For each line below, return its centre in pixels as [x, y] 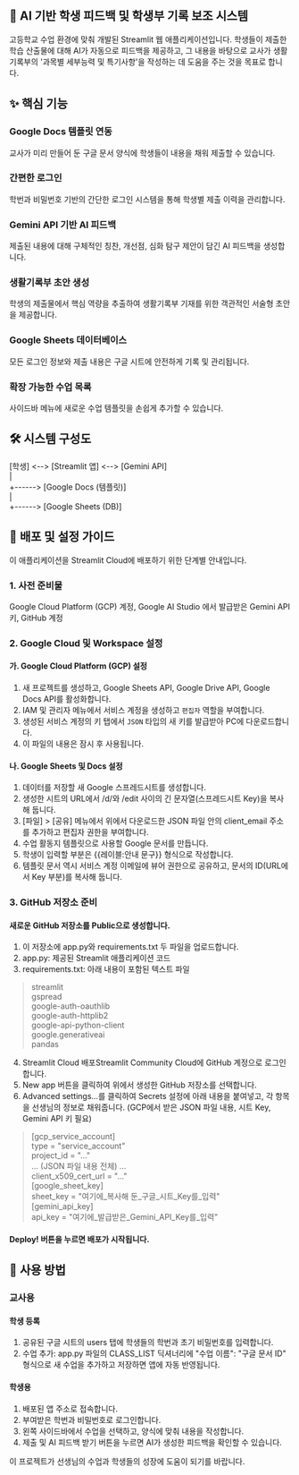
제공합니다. [38, 315]
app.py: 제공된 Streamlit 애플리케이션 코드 [96, 958]
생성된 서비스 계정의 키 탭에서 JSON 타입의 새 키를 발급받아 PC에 [133, 721]
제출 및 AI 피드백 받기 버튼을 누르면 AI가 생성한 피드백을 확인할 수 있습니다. [152, 1442]
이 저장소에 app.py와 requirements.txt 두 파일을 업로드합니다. [130, 947]
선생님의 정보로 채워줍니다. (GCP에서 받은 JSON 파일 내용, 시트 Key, [151, 1107]
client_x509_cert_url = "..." [79, 1176]
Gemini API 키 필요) [57, 1119]
